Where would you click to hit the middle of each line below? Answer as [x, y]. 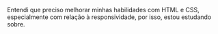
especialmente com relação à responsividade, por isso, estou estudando [109, 17]
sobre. [16, 24]
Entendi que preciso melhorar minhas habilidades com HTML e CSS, [103, 10]
